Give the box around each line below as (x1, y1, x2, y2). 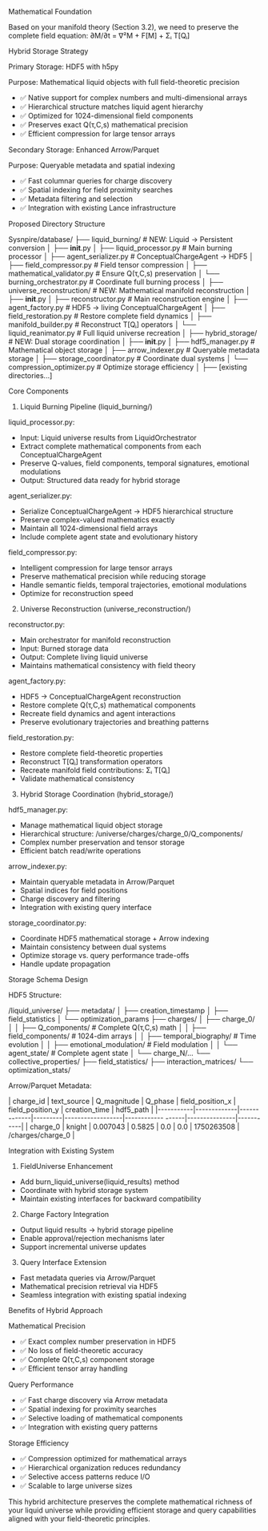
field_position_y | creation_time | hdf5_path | (8, 1105, 154, 1114)
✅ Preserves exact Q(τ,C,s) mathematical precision (19, 120, 189, 129)
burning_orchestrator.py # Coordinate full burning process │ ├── (8, 277, 224, 287)
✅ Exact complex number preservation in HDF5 (19, 1337, 176, 1346)
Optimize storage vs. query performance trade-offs (19, 951, 190, 960)
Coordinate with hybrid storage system (19, 1186, 149, 1195)
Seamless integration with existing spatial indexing (19, 1290, 186, 1299)
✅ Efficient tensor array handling (19, 1364, 128, 1373)
